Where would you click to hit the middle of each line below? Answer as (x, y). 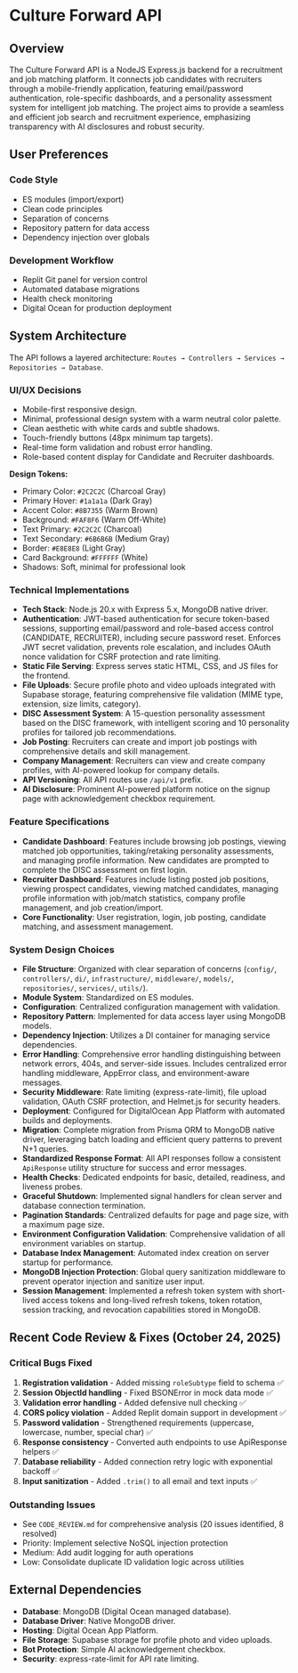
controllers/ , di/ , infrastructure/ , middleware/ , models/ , (128, 978)
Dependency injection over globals (86, 237)
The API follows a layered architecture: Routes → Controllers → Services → (147, 357)
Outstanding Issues (52, 1505)
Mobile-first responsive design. (80, 410)
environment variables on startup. (84, 1243)
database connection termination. (84, 1205)
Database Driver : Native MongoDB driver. (99, 1620)
